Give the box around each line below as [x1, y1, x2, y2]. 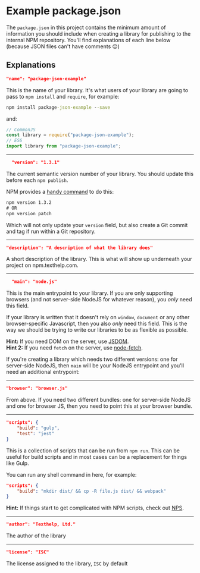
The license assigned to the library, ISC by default [6, 560, 128, 567]
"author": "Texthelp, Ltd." [6, 521, 76, 527]
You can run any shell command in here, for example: [6, 471, 137, 478]
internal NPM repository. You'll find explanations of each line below [6, 36, 171, 43]
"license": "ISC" [6, 549, 49, 555]
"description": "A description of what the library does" [6, 245, 153, 251]
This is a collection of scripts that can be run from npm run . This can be [6, 447, 180, 454]
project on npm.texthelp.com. [6, 262, 79, 269]
